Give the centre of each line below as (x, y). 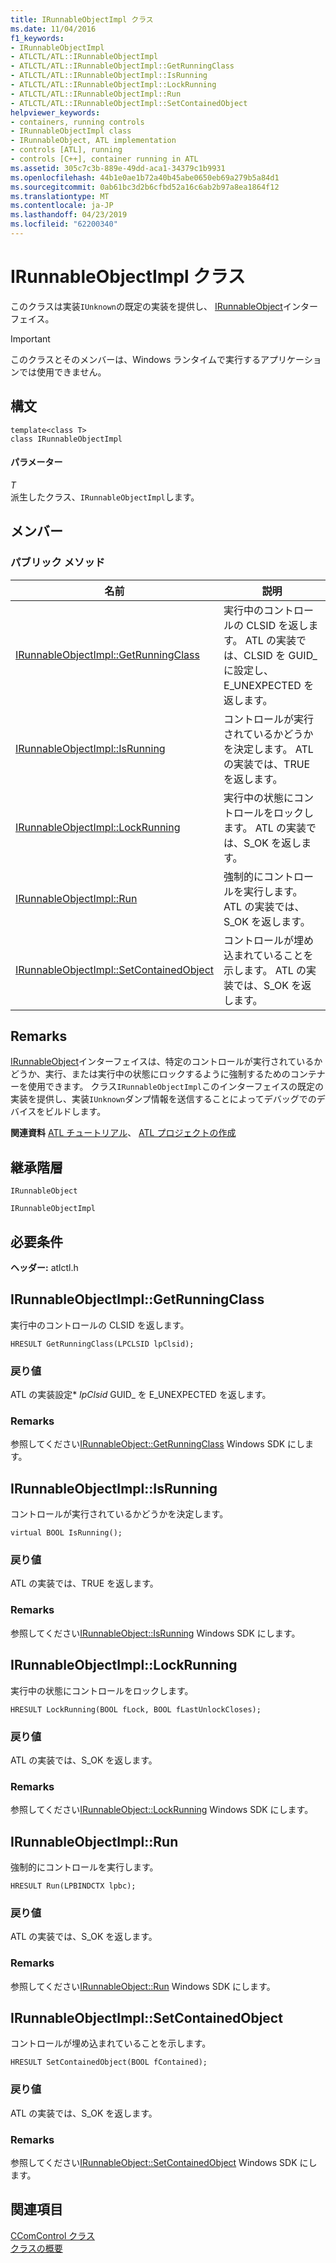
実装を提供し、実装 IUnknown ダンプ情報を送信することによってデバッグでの (163, 1099)
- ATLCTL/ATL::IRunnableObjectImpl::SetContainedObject (129, 103)
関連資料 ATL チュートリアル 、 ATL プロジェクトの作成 (123, 1133)
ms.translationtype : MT (60, 196)
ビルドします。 (75, 1112)
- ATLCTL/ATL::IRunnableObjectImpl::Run (96, 94)
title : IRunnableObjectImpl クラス (82, 19)
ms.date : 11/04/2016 (53, 29)
